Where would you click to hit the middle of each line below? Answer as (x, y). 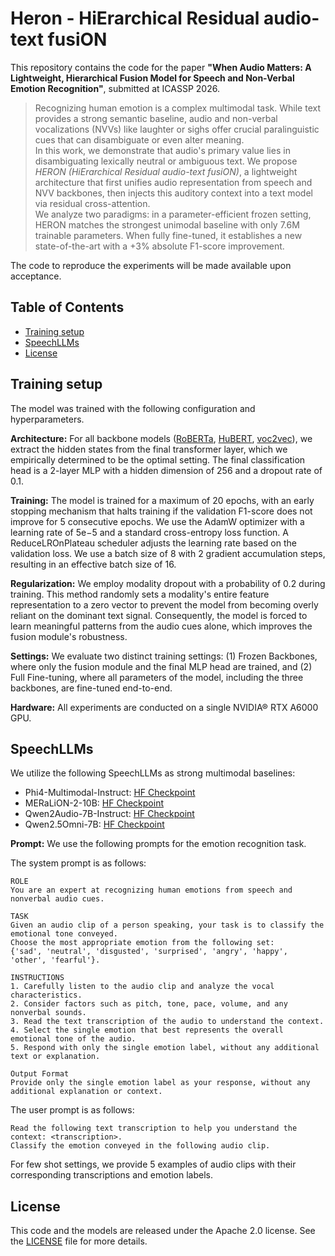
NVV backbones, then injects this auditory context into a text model (173, 193)
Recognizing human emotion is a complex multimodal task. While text (177, 108)
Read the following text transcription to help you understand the (154, 1128)
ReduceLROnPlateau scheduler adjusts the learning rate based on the (153, 543)
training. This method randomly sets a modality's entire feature (140, 594)
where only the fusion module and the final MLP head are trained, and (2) (161, 666)
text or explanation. (55, 1057)
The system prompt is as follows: (78, 863)
